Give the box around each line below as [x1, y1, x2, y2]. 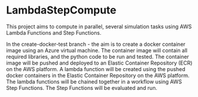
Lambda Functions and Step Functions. [6, 29, 102, 36]
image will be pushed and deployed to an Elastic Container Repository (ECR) [6, 59, 193, 66]
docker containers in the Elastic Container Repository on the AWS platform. [6, 72, 190, 79]
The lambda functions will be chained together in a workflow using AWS [6, 78, 182, 85]
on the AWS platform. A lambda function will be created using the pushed [6, 65, 186, 72]
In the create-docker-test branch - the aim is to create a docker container [6, 41, 186, 48]
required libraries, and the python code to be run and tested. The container [6, 53, 190, 60]
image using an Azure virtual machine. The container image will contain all [6, 46, 188, 53]
